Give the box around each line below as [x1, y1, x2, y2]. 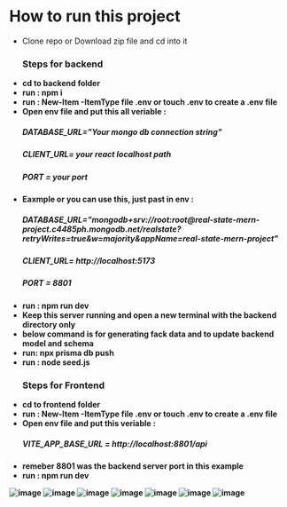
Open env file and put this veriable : [21, 417, 157, 428]
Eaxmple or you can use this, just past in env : [21, 194, 195, 204]
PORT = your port [21, 171, 89, 182]
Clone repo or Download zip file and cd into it [21, 36, 188, 46]
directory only [21, 319, 76, 329]
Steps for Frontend [21, 379, 105, 392]
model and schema [21, 337, 95, 348]
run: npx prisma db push [21, 347, 115, 358]
